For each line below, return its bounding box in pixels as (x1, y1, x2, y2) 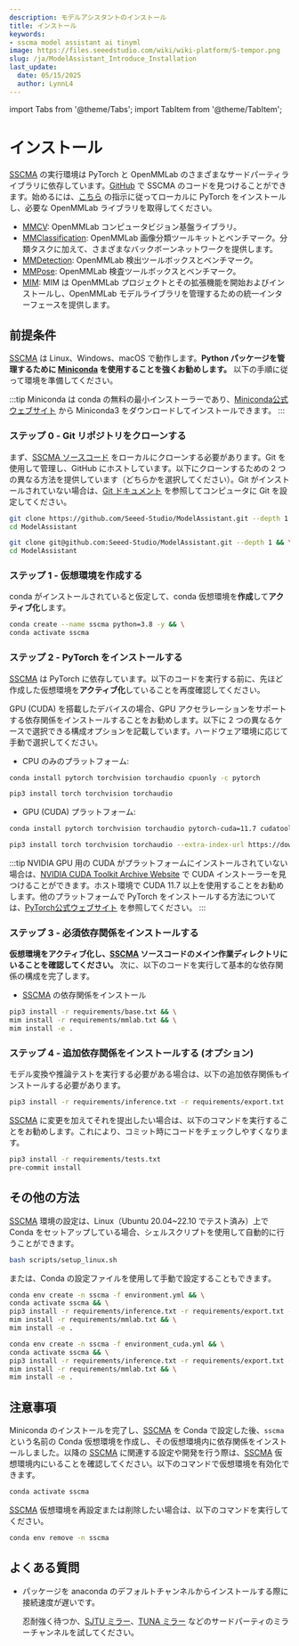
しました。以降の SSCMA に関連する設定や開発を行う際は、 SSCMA (24, 1447, 273, 1458)
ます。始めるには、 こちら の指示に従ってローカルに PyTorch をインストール (9, 191, 287, 201)
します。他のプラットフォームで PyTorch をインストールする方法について (9, 892, 277, 902)
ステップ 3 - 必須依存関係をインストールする (9, 926, 199, 939)
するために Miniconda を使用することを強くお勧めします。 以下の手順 (16, 364, 273, 375)
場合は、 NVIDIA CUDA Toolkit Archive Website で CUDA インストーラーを (9, 869, 279, 880)
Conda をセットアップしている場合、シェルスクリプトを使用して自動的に (9, 1226, 278, 1237)
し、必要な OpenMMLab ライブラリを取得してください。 (9, 202, 217, 213)
